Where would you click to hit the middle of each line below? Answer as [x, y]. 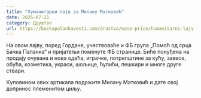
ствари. [16, 71]
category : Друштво [29, 23]
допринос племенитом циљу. [44, 89]
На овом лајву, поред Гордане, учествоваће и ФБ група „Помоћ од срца [99, 45]
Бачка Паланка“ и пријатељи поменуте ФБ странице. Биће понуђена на [98, 52]
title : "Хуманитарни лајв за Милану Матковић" [65, 12]
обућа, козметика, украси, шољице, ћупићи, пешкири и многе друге [94, 65]
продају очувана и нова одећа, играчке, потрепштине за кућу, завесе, [96, 58]
